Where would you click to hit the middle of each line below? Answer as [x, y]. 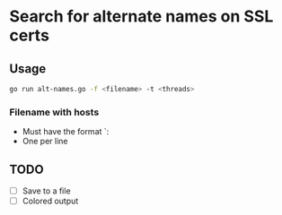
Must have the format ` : [66, 132]
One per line [45, 142]
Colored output [50, 201]
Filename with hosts [54, 112]
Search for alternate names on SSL [141, 17]
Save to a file [46, 191]
